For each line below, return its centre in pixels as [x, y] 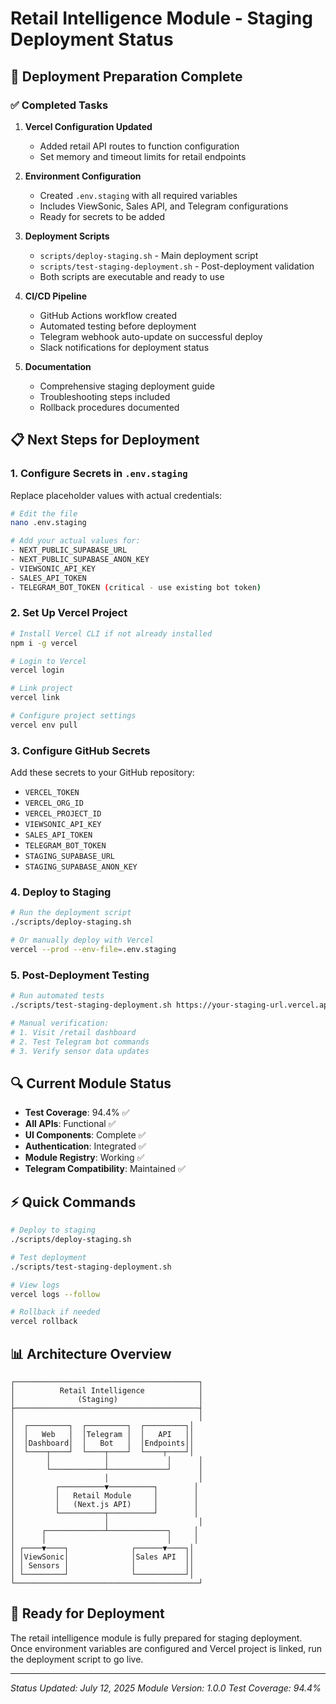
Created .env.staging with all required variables [138, 195]
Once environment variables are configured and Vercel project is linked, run [166, 1648]
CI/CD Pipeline [55, 296]
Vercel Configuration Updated [88, 126]
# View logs [35, 1285]
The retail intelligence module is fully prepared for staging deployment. [156, 1638]
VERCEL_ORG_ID [54, 803]
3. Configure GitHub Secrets [80, 750]
